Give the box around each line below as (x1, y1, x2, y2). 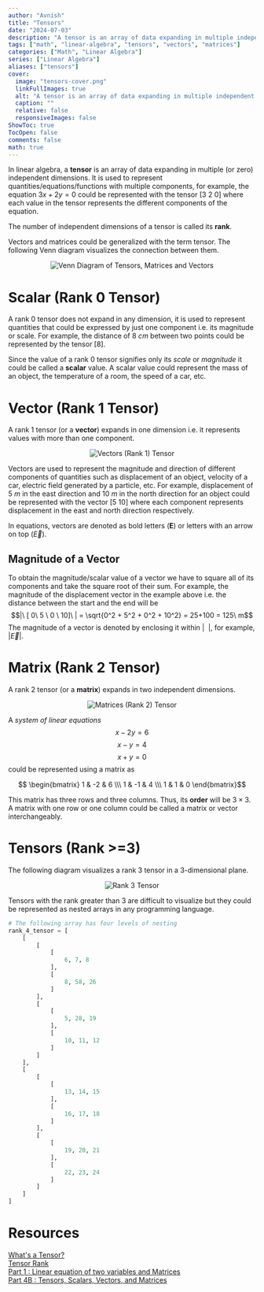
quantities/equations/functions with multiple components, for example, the (8, 182, 250, 191)
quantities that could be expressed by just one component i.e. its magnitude (8, 323, 254, 332)
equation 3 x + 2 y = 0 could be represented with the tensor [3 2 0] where (8, 190, 244, 199)
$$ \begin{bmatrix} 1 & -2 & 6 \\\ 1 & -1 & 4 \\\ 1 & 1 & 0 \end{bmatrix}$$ (18, 780, 246, 789)
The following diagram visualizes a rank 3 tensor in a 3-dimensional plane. (8, 865, 249, 875)
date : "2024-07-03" (8, 26, 72, 34)
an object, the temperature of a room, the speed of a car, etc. (8, 372, 207, 381)
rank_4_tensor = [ (8, 927, 68, 935)
